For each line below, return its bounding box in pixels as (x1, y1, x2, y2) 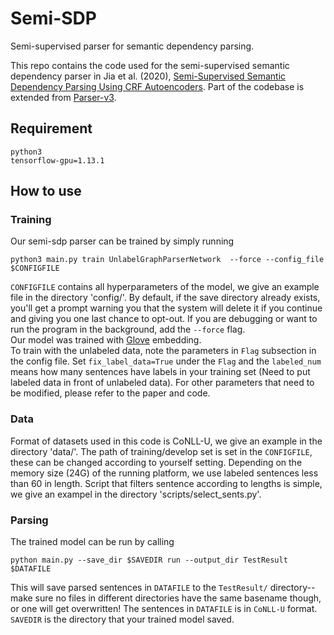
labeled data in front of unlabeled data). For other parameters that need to (10, 377, 315, 389)
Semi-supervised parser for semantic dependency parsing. (10, 40, 255, 52)
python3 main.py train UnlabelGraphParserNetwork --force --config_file (10, 255, 325, 265)
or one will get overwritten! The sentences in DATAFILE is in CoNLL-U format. (10, 603, 318, 615)
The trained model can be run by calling (10, 536, 175, 548)
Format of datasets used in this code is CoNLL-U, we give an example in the (10, 435, 323, 447)
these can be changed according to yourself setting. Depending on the (10, 456, 303, 468)
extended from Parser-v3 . (10, 91, 117, 103)
